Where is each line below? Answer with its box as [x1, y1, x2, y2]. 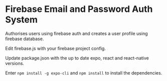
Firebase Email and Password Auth [5, 3, 153, 15]
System [5, 14, 38, 25]
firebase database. [5, 36, 44, 42]
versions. [5, 60, 24, 66]
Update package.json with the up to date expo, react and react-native [5, 55, 149, 61]
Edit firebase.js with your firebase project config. [5, 45, 106, 51]
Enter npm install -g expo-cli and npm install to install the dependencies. [5, 70, 162, 76]
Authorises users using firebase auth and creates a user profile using [5, 30, 148, 36]
